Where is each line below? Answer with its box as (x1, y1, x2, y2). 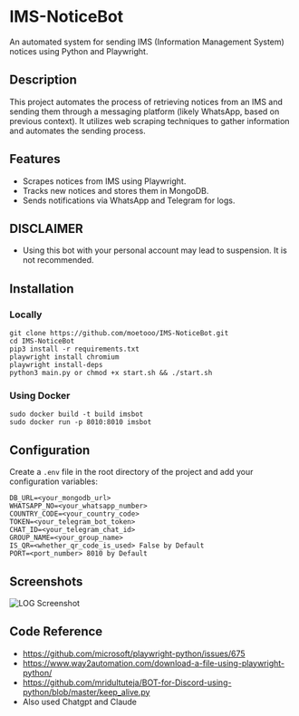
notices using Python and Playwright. (9, 45, 149, 56)
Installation (9, 281, 74, 296)
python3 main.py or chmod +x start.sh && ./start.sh (9, 369, 213, 378)
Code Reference (9, 624, 103, 640)
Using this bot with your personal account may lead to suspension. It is (22, 245, 287, 256)
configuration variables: (9, 476, 98, 487)
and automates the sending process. (9, 125, 147, 136)
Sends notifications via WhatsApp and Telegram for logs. (22, 195, 236, 206)
